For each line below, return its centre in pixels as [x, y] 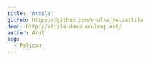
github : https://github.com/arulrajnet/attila [75, 20]
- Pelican [27, 46]
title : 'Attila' [30, 13]
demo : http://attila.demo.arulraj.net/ [65, 26]
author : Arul [26, 33]
